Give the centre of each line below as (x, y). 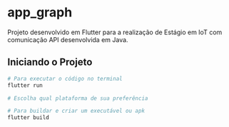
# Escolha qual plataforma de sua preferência (78, 98)
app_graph (40, 12)
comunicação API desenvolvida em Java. (68, 39)
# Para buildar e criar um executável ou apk (76, 111)
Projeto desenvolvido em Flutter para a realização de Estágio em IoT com (115, 32)
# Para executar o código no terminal (65, 78)
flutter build (29, 118)
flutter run (25, 85)
